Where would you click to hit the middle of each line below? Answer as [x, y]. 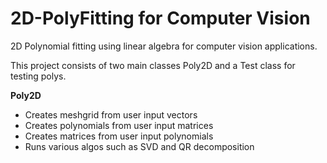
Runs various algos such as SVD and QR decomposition [139, 146]
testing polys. [38, 76]
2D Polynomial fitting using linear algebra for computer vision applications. [164, 46]
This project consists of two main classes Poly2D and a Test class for [153, 65]
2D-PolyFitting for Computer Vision [160, 18]
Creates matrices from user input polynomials [119, 136]
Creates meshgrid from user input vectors [111, 114]
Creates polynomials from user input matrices [119, 125]
